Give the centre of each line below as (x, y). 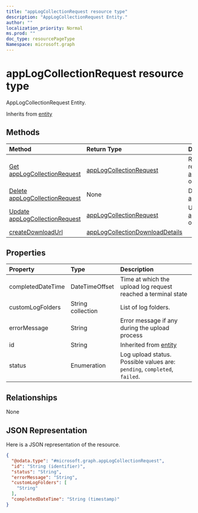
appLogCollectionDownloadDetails (134, 232)
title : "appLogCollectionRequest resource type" (67, 11)
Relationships (32, 398)
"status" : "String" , (37, 472)
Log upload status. (146, 354)
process (131, 336)
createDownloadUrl (36, 232)
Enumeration (88, 366)
